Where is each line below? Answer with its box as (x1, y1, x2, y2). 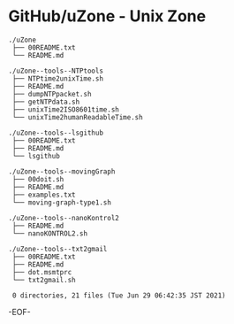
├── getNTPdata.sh (11, 97, 80, 106)
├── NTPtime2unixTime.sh (11, 73, 103, 83)
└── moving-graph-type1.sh (11, 197, 112, 207)
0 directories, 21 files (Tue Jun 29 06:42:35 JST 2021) (11, 290, 226, 300)
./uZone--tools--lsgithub (8, 128, 103, 137)
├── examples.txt (11, 190, 76, 199)
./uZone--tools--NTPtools (8, 66, 103, 75)
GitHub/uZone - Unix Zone (8, 6, 207, 27)
